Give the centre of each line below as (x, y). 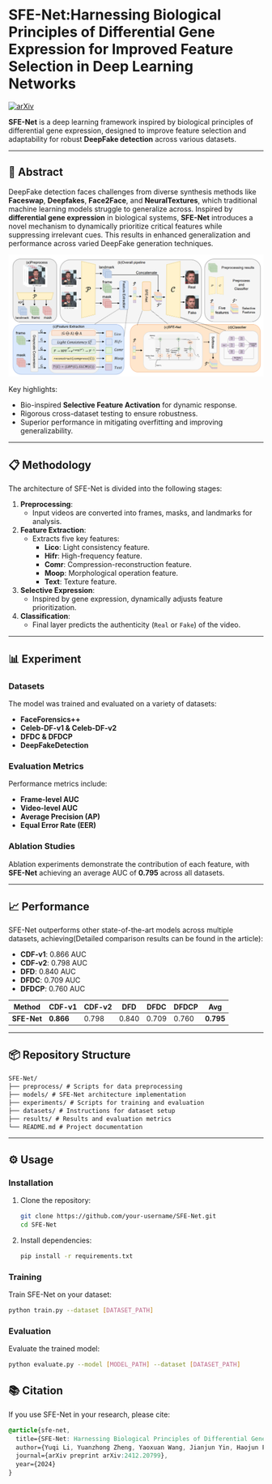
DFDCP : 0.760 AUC (53, 989)
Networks (42, 84)
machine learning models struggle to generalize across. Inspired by (121, 209)
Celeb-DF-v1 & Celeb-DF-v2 (68, 727)
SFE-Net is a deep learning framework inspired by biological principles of (131, 122)
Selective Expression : (57, 591)
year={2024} (36, 1465)
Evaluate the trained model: (54, 1349)
